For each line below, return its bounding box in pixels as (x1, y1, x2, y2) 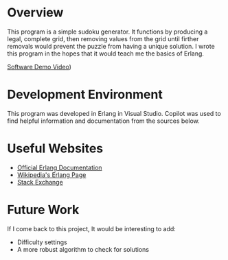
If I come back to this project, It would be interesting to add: (7, 224, 176, 233)
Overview (7, 5, 64, 21)
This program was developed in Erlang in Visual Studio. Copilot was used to (7, 109, 221, 117)
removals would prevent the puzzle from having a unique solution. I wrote (7, 42, 215, 50)
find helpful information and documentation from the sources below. (7, 117, 201, 125)
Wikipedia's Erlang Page (16, 170, 87, 179)
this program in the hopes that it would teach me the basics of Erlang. (7, 49, 205, 58)
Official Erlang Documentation (16, 163, 102, 172)
